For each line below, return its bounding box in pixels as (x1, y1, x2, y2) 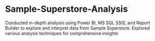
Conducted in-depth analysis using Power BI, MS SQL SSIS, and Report (5, 20, 151, 26)
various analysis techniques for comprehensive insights (5, 30, 118, 36)
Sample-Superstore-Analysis (5, 3, 128, 15)
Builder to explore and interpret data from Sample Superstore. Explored (5, 25, 150, 31)
